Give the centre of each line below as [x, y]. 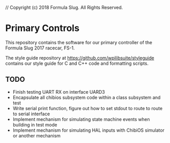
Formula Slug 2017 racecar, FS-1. [40, 48]
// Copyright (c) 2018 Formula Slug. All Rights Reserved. [64, 7]
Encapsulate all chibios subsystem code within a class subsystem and [87, 97]
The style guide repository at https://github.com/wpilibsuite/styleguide [80, 58]
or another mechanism [37, 135]
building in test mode [35, 124]
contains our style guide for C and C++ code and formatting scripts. [77, 63]
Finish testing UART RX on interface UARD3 [59, 92]
